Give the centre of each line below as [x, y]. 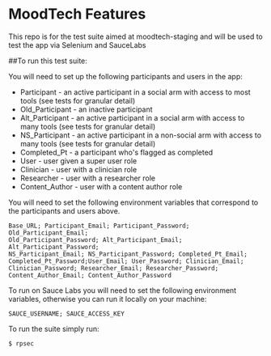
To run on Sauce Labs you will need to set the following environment [123, 290]
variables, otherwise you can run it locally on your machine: [108, 299]
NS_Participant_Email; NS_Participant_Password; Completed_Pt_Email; [128, 254]
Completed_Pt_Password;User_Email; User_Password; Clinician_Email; [126, 261]
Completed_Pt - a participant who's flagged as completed [116, 152]
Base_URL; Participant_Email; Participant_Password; [99, 226]
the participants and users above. [64, 210]
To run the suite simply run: [54, 328]
